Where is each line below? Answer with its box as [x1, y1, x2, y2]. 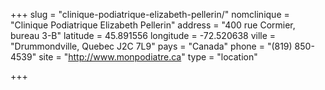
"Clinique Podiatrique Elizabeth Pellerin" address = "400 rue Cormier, [10, 19, 296, 31]
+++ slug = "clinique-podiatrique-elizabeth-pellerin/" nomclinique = [10, 9, 290, 20]
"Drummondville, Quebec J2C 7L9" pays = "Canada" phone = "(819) [10, 40, 293, 52]
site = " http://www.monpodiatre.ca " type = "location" [38, 51, 258, 63]
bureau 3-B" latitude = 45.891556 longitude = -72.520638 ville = [10, 30, 277, 41]
